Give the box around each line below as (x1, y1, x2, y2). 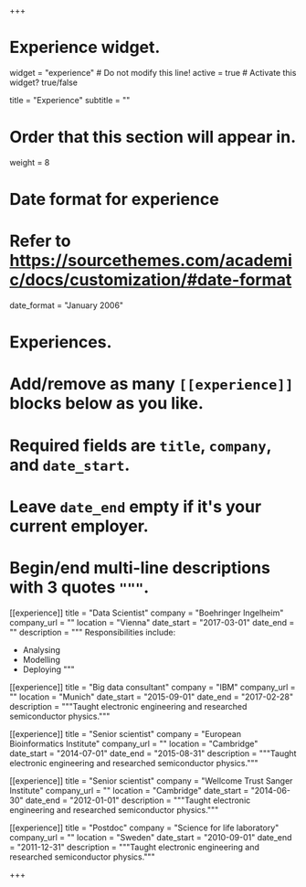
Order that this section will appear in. (9, 127, 297, 147)
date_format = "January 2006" (9, 300, 124, 311)
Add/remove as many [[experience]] (9, 374, 294, 394)
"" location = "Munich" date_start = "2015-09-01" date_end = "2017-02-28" (9, 691, 294, 702)
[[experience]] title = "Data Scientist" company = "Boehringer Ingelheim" (9, 607, 284, 618)
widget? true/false (9, 77, 78, 88)
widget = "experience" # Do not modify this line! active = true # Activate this (9, 67, 297, 78)
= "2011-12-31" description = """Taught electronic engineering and (9, 841, 260, 852)
